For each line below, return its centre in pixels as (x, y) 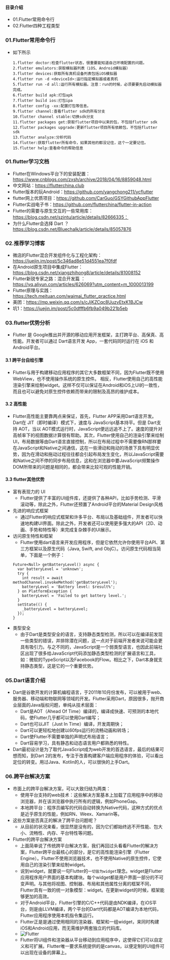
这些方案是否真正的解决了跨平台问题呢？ (55, 820)
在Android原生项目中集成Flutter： (48, 267)
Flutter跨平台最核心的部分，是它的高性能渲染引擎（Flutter (89, 852)
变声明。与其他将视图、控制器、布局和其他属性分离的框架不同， (87, 883)
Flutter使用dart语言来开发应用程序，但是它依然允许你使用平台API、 (90, 542)
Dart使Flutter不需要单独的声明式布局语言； (65, 737)
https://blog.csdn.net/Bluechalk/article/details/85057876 (72, 229)
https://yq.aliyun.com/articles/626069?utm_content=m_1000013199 (83, 285)
